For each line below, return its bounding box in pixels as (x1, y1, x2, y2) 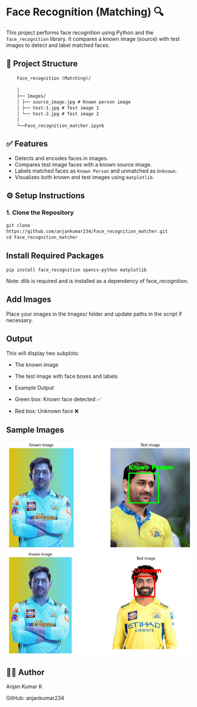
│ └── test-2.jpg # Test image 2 (17, 111, 99, 117)
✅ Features (6, 139, 49, 149)
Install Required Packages (6, 250, 104, 260)
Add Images (6, 295, 51, 305)
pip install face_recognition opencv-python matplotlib (6, 267, 147, 273)
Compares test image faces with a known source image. (14, 161, 152, 168)
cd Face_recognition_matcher (6, 234, 78, 241)
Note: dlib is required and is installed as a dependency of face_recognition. (6, 278, 189, 285)
